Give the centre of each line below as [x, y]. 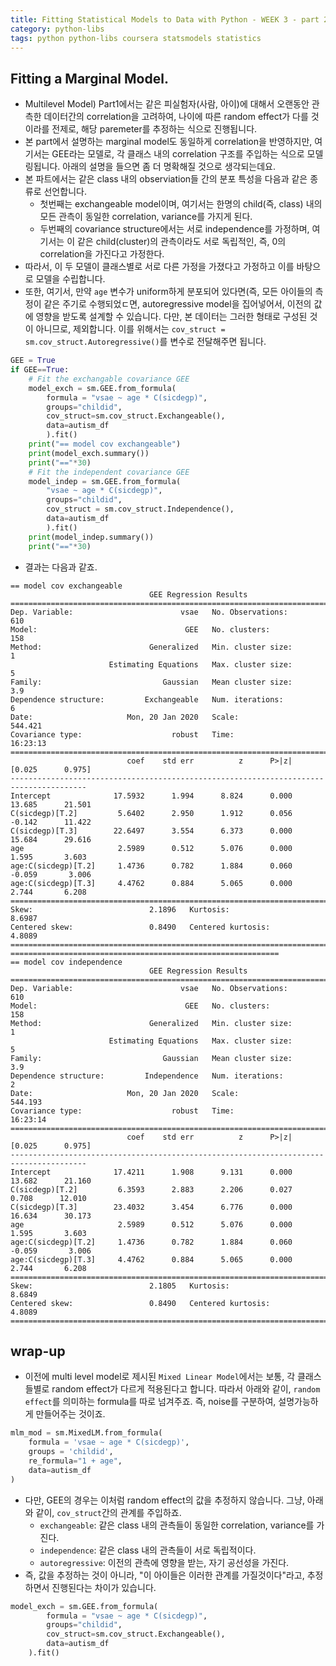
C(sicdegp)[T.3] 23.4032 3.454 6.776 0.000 [151, 1207]
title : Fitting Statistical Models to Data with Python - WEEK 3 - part [165, 19]
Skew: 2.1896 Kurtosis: [120, 909]
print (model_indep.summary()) [91, 537]
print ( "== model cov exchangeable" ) [105, 444]
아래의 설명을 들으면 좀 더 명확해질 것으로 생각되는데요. [169, 167]
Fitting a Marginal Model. [89, 78]
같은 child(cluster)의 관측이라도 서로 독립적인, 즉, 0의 [181, 242]
